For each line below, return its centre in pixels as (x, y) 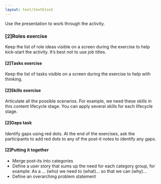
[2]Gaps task (19, 123)
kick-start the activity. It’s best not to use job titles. (56, 52)
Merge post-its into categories (42, 161)
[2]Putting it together (27, 150)
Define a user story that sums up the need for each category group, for (83, 166)
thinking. (14, 79)
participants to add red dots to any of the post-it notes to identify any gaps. (81, 139)
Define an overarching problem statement (54, 176)
